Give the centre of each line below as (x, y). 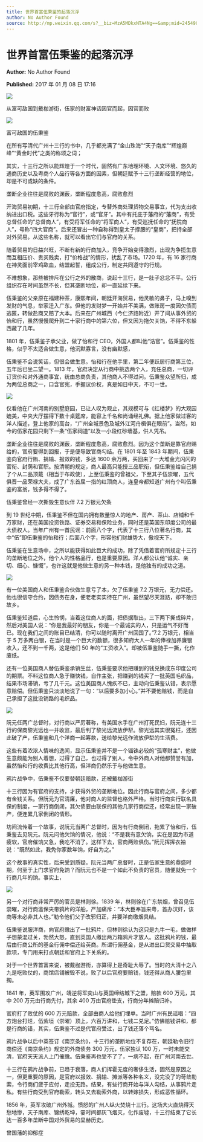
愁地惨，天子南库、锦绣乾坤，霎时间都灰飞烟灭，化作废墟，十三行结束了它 (99, 1112)
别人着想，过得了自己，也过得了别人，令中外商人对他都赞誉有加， (114, 758)
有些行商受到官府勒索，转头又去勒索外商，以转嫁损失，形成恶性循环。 (104, 1092)
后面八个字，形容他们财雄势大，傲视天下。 (122, 538)
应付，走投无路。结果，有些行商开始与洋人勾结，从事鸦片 (120, 1085)
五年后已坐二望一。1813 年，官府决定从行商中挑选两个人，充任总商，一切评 (100, 369)
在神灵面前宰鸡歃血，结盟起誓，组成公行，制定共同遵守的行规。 (85, 265)
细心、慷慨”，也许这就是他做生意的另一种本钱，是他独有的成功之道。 (103, 566)
